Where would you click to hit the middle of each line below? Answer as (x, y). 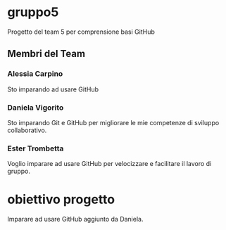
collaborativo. (27, 130)
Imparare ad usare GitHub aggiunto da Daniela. (75, 219)
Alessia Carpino (35, 74)
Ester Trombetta (36, 148)
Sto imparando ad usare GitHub (53, 89)
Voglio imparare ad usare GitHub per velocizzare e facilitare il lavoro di (109, 164)
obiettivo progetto (61, 199)
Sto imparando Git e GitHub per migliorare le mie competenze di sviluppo (113, 122)
